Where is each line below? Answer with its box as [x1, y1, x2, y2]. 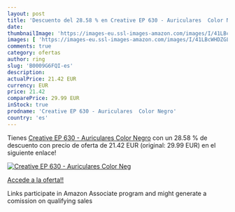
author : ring [7, 56, 45, 63]
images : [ [7, 36, 36, 43]
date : [7, 23, 23, 30]
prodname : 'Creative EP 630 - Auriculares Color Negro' [7, 108, 177, 115]
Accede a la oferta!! [7, 176, 64, 184]
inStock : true [7, 101, 49, 108]
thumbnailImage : [7, 29, 55, 37]
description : [7, 69, 45, 76]
